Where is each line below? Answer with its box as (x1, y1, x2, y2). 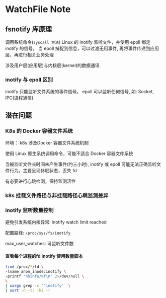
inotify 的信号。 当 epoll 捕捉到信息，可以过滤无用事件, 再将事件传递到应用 (5, 45, 159, 51)
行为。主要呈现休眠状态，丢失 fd (9, 167, 77, 173)
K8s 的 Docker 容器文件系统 (5, 127, 73, 134)
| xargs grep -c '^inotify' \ (5, 283, 71, 288)
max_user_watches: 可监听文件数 (5, 241, 74, 247)
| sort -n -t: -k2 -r (5, 288, 51, 293)
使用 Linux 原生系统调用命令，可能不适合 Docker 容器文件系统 (5, 150, 133, 157)
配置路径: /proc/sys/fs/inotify (5, 230, 71, 236)
